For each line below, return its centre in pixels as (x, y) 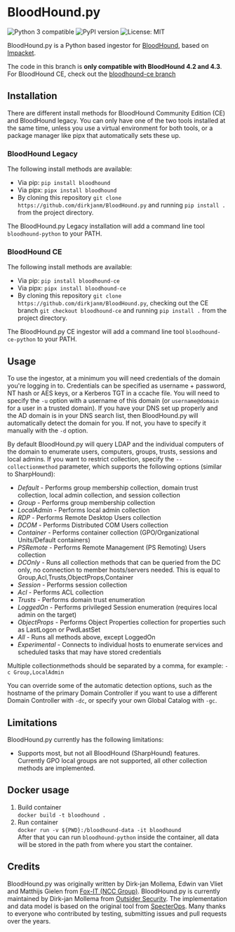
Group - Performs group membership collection (86, 503)
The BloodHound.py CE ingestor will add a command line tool (96, 332)
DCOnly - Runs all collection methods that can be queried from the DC (119, 563)
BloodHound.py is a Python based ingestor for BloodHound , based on (108, 45)
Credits (24, 867)
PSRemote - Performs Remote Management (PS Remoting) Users (112, 548)
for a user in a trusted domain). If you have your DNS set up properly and (113, 408)
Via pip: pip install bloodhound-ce (69, 281)
